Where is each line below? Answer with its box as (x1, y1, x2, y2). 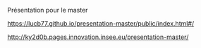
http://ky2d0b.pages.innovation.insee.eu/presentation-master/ (7, 33, 189, 41)
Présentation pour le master (7, 6, 88, 14)
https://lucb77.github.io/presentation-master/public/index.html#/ (7, 19, 195, 27)
